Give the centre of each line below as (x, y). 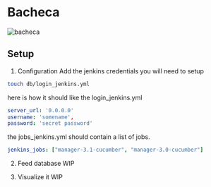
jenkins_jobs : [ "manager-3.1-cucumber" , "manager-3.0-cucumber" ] (105, 150)
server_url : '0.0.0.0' (41, 110)
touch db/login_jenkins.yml (49, 84)
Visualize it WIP (40, 177)
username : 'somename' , (41, 117)
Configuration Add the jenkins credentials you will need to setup (111, 71)
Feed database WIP (46, 164)
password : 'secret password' (50, 123)
